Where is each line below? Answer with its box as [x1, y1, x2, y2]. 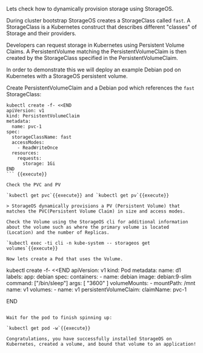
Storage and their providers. [6, 30, 77, 37]
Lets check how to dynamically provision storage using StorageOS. [6, 5, 174, 12]
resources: [12, 150, 39, 156]
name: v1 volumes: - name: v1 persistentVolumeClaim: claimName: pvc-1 [6, 286, 187, 293]
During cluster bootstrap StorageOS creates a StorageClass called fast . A [6, 17, 191, 24]
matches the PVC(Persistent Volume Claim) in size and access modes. [6, 208, 186, 214]
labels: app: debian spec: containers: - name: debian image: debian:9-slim [6, 273, 192, 280]
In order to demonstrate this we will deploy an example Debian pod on [6, 66, 181, 73]
